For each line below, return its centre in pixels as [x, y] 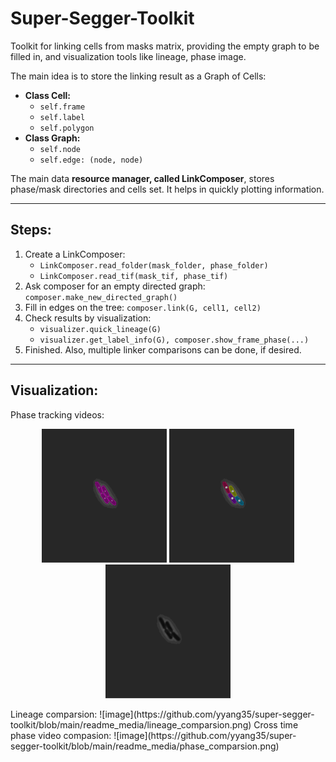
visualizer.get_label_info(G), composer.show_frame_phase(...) [174, 340]
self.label [62, 117]
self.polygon [67, 128]
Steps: [31, 230]
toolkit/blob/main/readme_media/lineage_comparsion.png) [131, 724]
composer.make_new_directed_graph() [101, 297]
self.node [60, 149]
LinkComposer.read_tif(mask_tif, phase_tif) [134, 276]
